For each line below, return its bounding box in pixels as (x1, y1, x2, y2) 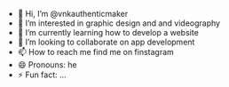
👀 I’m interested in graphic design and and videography (17, 18, 220, 28)
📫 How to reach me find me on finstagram (17, 47, 175, 57)
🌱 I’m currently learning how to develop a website (17, 28, 200, 37)
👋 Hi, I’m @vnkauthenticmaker (17, 9, 129, 19)
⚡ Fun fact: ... (17, 69, 67, 80)
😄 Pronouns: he (17, 59, 77, 70)
